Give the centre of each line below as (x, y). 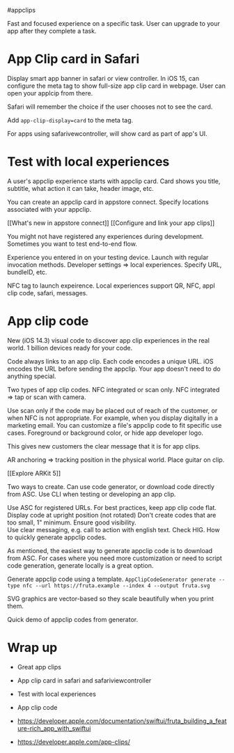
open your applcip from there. (50, 93)
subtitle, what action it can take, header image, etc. (81, 188)
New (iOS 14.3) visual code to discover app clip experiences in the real (109, 340)
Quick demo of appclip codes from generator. (72, 619)
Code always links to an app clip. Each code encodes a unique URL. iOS (110, 361)
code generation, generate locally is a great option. (80, 565)
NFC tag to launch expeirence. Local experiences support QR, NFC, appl (111, 286)
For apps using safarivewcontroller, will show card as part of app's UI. (107, 133)
